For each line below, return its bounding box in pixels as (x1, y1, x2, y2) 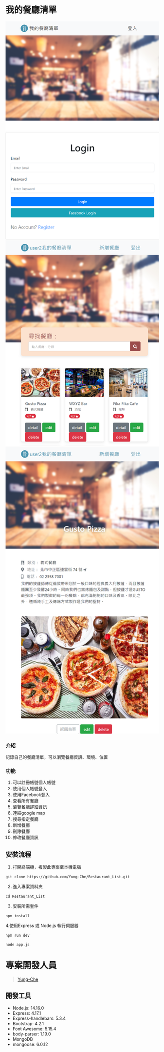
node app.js (5, 942, 30, 947)
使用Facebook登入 (12, 792, 50, 798)
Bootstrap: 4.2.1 (12, 1020, 44, 1026)
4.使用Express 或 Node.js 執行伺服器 (5, 923, 79, 928)
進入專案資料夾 (12, 884, 43, 889)
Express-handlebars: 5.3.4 (12, 1015, 66, 1021)
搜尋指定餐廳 (12, 816, 38, 822)
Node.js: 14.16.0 (12, 1005, 44, 1011)
